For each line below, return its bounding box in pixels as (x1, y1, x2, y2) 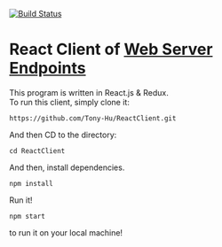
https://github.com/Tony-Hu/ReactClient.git (9, 113, 177, 123)
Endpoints (9, 58, 86, 79)
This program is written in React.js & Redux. (9, 87, 169, 97)
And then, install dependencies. (9, 162, 125, 173)
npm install (9, 179, 53, 188)
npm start (9, 212, 46, 220)
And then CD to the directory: (9, 129, 117, 140)
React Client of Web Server (9, 40, 213, 59)
